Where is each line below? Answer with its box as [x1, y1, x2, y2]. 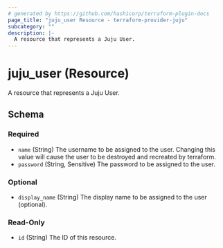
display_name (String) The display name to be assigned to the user [17, 193, 207, 202]
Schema [8, 109, 44, 121]
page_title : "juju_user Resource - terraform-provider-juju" [8, 17, 188, 24]
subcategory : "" [8, 23, 55, 30]
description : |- [8, 29, 55, 37]
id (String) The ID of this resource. [17, 233, 117, 242]
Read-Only [8, 218, 46, 227]
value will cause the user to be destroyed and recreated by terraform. [17, 152, 217, 161]
